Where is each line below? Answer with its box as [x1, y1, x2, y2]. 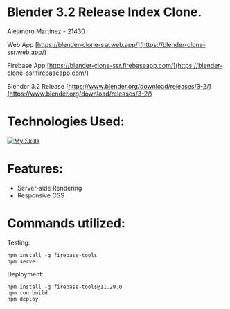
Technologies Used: [7, 114, 125, 130]
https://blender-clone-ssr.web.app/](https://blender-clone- [37, 40, 206, 48]
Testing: [7, 238, 30, 247]
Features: [7, 161, 64, 177]
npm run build [7, 289, 48, 297]
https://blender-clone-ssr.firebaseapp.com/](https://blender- [48, 61, 223, 69]
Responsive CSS [17, 191, 65, 200]
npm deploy [7, 295, 39, 302]
